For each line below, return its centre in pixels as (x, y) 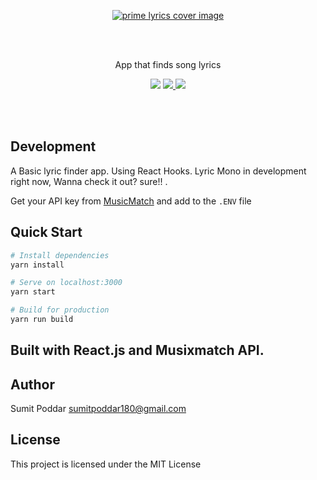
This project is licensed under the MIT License (106, 464)
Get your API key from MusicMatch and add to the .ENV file (131, 201)
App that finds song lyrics (168, 64)
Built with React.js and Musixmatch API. (137, 350)
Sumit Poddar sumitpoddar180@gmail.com (98, 409)
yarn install (37, 265)
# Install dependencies (60, 255)
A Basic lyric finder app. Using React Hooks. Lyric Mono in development (158, 171)
